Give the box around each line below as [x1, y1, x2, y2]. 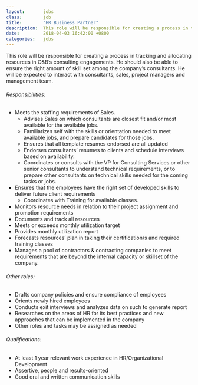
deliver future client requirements [14, 190, 96, 198]
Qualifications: [6, 336, 42, 343]
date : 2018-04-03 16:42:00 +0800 [6, 31, 110, 37]
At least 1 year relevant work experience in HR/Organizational [14, 354, 164, 361]
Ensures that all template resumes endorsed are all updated [23, 140, 168, 147]
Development [14, 360, 48, 367]
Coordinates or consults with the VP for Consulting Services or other [23, 159, 190, 166]
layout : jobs [6, 8, 54, 15]
